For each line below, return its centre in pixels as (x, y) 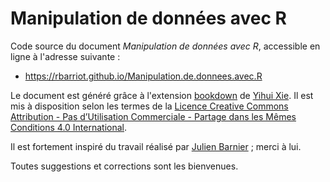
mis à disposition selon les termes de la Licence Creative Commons (149, 106)
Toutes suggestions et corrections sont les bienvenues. (124, 166)
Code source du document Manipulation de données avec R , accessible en (165, 46)
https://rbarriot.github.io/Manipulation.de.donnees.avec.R (143, 76)
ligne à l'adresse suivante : (65, 56)
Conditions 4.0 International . (69, 127)
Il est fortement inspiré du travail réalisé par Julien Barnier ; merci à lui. (156, 146)
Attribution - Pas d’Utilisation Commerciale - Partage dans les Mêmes (153, 116)
